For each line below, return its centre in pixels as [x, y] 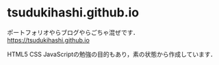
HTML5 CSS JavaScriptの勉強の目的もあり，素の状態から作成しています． [112, 54]
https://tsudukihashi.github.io [49, 40]
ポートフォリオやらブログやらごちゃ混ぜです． [73, 32]
